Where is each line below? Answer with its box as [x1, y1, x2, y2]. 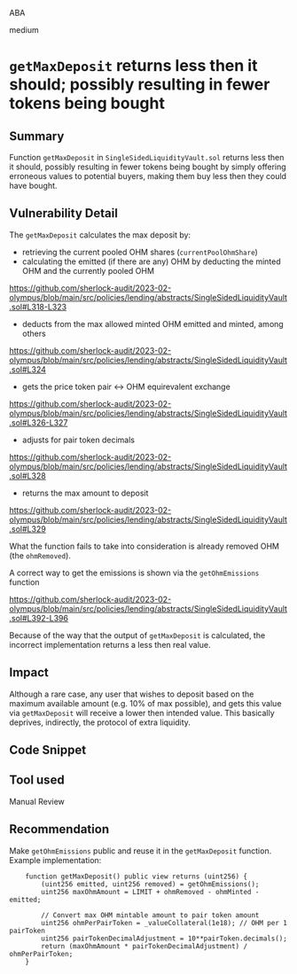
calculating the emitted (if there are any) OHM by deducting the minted [21, 256, 281, 267]
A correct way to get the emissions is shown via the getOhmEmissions [9, 567, 260, 578]
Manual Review [9, 796, 65, 806]
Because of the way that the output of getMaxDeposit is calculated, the [9, 629, 266, 641]
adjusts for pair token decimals [21, 434, 136, 445]
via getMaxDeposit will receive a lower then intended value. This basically [9, 707, 275, 718]
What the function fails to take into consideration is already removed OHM [9, 541, 279, 551]
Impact [9, 665, 49, 681]
